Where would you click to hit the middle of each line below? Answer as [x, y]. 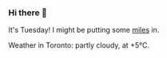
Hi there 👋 [28, 13]
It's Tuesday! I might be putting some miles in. [84, 30]
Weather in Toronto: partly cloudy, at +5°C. [79, 45]
